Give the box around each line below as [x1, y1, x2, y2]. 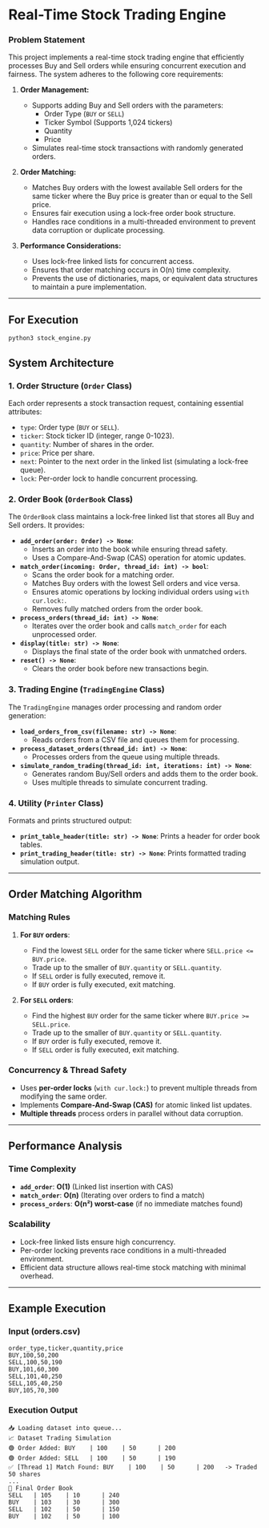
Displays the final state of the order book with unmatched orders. [31, 647, 247, 656]
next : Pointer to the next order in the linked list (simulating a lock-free [19, 456, 249, 466]
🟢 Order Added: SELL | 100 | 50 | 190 [8, 1454, 176, 1462]
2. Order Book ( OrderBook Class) [8, 494, 134, 505]
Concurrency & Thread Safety [8, 1065, 127, 1076]
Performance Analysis [8, 1140, 122, 1153]
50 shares [8, 1470, 42, 1478]
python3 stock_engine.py [8, 335, 91, 343]
